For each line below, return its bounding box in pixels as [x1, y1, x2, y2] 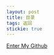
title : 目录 [6, 15, 35, 21]
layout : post [6, 8, 40, 15]
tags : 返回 [6, 20, 33, 26]
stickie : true [6, 25, 43, 32]
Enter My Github [6, 42, 48, 50]
